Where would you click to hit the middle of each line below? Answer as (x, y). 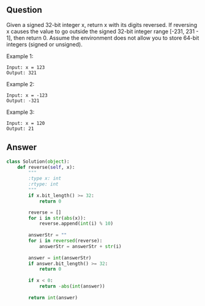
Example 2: (20, 84)
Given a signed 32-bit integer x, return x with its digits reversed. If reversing (102, 24)
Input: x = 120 (26, 123)
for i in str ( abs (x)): (57, 218)
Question (24, 10)
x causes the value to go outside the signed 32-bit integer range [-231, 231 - (102, 31)
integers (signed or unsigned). (44, 44)
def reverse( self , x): (46, 167)
